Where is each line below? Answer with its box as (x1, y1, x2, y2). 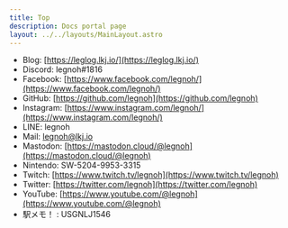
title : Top (9, 13, 50, 23)
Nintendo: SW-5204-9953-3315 (22, 160, 141, 171)
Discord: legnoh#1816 (22, 64, 103, 75)
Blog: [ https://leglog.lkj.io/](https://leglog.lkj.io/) (22, 55, 200, 66)
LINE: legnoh (22, 122, 70, 132)
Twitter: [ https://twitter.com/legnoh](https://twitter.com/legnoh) (22, 179, 258, 190)
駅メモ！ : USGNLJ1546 (22, 209, 111, 220)
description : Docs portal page (9, 22, 127, 31)
